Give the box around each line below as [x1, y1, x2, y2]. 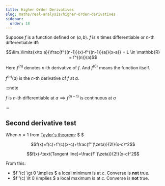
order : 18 [10, 21, 30, 26]
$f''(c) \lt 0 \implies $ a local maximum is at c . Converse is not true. [12, 175, 149, 181]
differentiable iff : [5, 40, 40, 46]
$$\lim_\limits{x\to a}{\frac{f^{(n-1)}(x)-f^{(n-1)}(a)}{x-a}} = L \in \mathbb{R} [6, 49, 160, 55]
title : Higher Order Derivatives [5, 7, 74, 12]
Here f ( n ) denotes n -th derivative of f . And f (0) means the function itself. [5, 64, 150, 70]
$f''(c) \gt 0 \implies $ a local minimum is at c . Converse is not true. [12, 170, 150, 176]
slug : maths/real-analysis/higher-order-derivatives [5, 12, 116, 17]
